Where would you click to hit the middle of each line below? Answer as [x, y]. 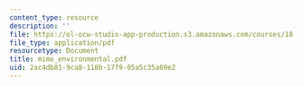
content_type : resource [54, 17]
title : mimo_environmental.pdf [68, 59]
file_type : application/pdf [62, 43]
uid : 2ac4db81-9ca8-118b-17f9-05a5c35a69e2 [93, 68]
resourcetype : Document [54, 51]
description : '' [40, 26]
